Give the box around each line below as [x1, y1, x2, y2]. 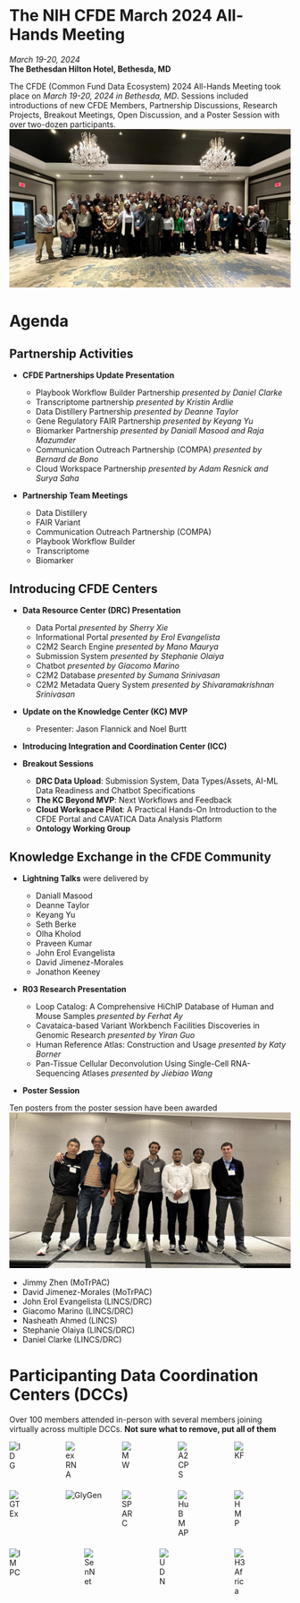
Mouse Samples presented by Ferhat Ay [35, 1011, 183, 1022]
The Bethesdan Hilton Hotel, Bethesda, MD [9, 64, 171, 74]
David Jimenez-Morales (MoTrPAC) [21, 1286, 153, 1297]
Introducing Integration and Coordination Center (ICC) [21, 741, 228, 752]
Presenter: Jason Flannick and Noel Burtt [35, 724, 187, 734]
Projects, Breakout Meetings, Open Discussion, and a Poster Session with [9, 109, 279, 120]
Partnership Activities [9, 347, 134, 362]
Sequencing [35, 1067, 80, 1079]
